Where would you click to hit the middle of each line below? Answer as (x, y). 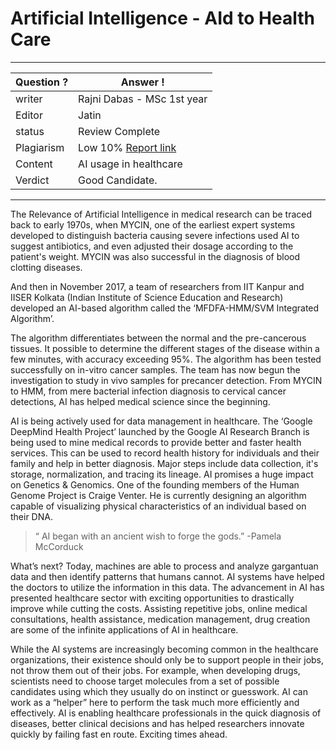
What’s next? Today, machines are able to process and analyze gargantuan (164, 566)
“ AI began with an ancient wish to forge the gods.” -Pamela (158, 536)
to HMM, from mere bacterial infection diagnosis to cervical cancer (148, 391)
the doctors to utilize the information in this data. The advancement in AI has (167, 587)
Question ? (42, 82)
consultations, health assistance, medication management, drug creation (160, 619)
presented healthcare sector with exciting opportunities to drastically (152, 598)
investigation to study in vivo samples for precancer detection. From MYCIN (166, 380)
